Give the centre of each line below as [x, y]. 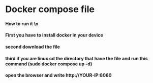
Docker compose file [50, 9]
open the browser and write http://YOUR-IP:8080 [58, 75]
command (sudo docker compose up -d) [49, 64]
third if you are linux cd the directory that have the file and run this [77, 58]
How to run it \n [22, 23]
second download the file [33, 47]
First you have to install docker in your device [54, 35]
